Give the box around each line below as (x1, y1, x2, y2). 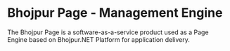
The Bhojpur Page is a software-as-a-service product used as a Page (7, 28, 209, 36)
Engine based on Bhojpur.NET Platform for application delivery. (7, 35, 190, 43)
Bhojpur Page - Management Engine (7, 5, 223, 21)
